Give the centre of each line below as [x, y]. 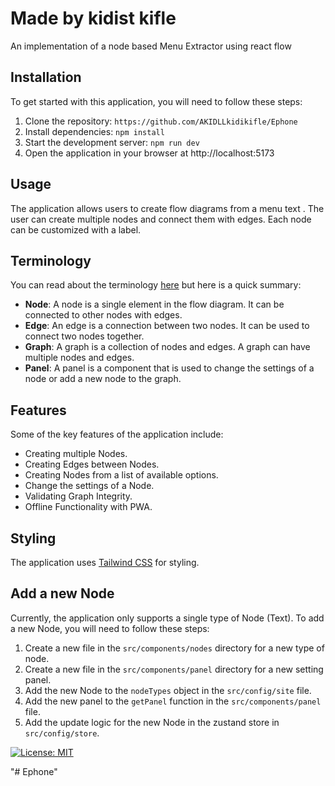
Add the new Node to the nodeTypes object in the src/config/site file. [168, 690]
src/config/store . [62, 733]
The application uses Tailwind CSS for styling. [105, 562]
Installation [46, 77]
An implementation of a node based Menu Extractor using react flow [151, 46]
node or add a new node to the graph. [103, 379]
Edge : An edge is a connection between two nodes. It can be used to [167, 326]
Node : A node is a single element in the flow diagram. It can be [154, 304]
